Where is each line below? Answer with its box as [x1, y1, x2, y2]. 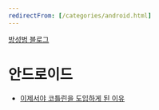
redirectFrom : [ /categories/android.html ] [8, 11, 152, 20]
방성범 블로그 [8, 34, 50, 44]
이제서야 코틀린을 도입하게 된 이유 [19, 93, 125, 103]
